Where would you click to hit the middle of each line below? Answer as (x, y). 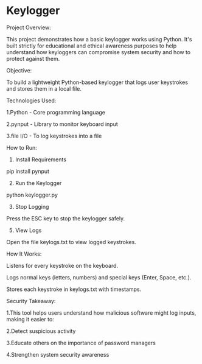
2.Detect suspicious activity (41, 331)
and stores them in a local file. (44, 88)
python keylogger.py (32, 195)
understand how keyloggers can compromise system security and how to (99, 52)
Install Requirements (41, 159)
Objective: (19, 70)
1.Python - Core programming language (56, 112)
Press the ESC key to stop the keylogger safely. (66, 218)
